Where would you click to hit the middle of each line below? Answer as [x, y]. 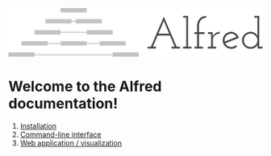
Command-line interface [60, 134]
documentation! [63, 104]
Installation [38, 125]
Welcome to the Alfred [85, 86]
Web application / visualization [71, 143]
